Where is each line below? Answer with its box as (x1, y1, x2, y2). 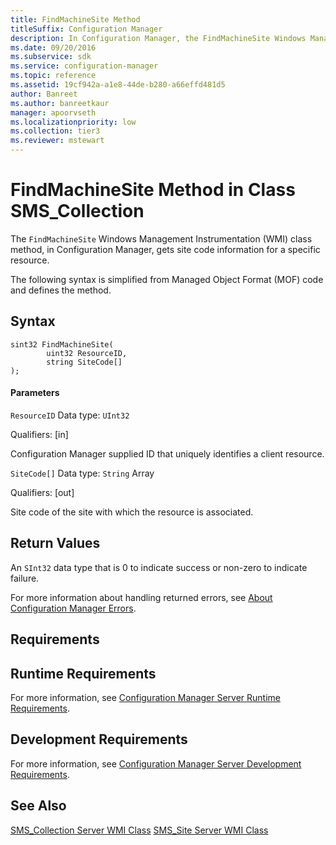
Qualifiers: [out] (10, 486, 75, 498)
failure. (10, 572, 40, 584)
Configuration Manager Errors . (10, 602, 137, 614)
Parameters (10, 387, 60, 399)
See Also (10, 797, 67, 815)
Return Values (10, 535, 101, 552)
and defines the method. (10, 284, 112, 296)
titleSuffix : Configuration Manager (10, 24, 163, 34)
